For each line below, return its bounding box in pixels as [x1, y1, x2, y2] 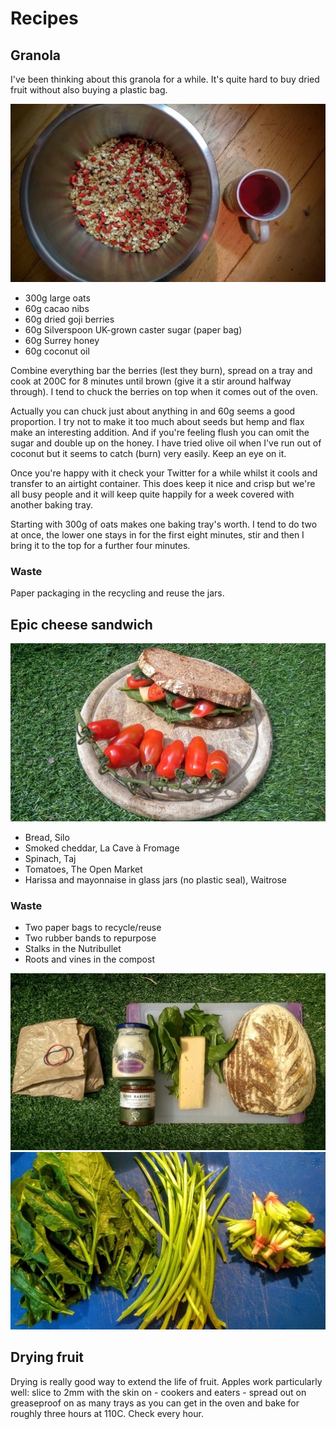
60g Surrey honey [24, 334, 100, 346]
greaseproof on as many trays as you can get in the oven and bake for [10, 1397, 300, 1409]
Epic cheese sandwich [10, 616, 153, 633]
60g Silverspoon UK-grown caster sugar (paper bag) [24, 323, 243, 336]
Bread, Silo [24, 831, 70, 843]
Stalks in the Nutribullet [24, 943, 122, 955]
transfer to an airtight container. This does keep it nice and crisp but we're [10, 477, 316, 489]
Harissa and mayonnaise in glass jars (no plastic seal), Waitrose [24, 873, 288, 886]
